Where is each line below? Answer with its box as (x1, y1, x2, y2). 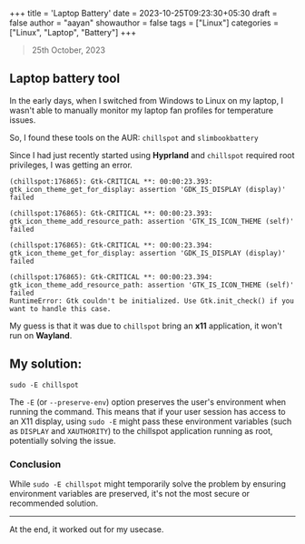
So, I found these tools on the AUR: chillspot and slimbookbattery (9, 132, 259, 143)
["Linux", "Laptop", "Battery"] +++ (9, 27, 137, 37)
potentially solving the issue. (9, 435, 116, 446)
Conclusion (9, 458, 62, 470)
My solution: (9, 357, 83, 372)
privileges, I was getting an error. (9, 159, 133, 170)
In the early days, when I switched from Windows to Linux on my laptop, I (9, 95, 284, 106)
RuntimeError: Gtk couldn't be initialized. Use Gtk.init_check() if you (9, 296, 295, 306)
